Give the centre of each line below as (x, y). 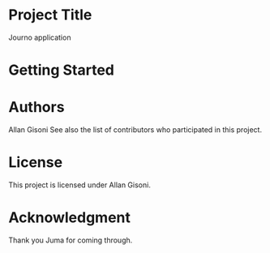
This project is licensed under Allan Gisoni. (80, 185)
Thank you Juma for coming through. (71, 240)
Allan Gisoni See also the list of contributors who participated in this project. (135, 130)
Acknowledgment (70, 218)
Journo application (40, 37)
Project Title (50, 15)
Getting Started (62, 70)
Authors (36, 107)
